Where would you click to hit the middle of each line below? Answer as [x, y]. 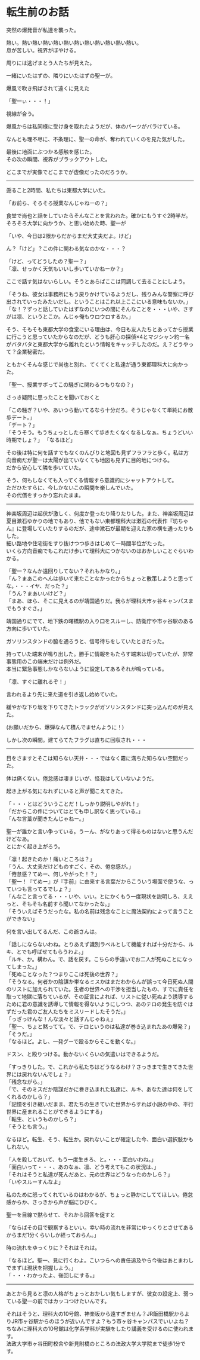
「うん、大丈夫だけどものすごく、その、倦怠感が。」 [70, 866]
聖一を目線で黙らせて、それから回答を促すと [61, 1215]
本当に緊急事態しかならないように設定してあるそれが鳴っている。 [87, 669]
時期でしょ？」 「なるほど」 [41, 439]
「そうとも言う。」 [28, 1126]
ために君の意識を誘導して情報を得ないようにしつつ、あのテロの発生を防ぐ [97, 1004]
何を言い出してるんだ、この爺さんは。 [53, 931]
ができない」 [22, 919]
